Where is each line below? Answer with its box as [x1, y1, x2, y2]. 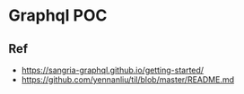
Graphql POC [8, 5, 108, 26]
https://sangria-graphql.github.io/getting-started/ [21, 64, 204, 75]
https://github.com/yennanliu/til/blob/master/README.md [21, 74, 235, 85]
